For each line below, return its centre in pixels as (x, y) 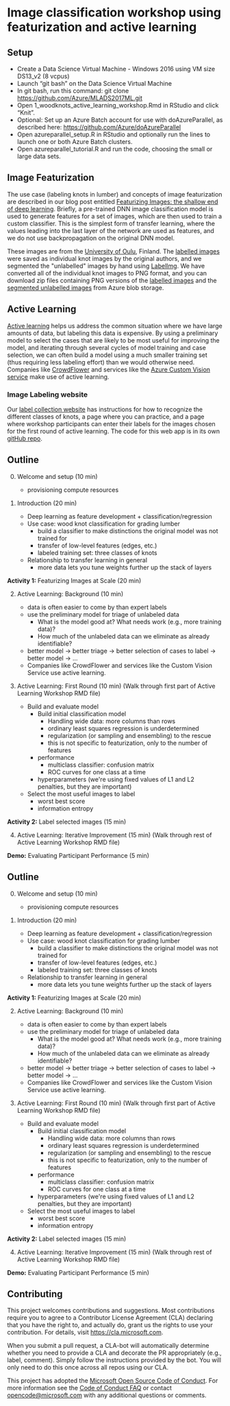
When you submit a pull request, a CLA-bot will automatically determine (108, 1346)
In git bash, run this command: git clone (73, 91)
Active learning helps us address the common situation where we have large (115, 325)
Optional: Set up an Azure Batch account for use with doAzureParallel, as (120, 120)
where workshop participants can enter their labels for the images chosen (111, 423)
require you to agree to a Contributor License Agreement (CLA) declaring (110, 1318)
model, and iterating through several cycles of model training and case (107, 347)
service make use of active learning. (58, 377)
